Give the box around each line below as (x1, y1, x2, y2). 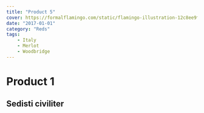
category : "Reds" (6, 26, 50, 32)
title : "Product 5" (6, 9, 56, 15)
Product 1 (6, 74, 55, 88)
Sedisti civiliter (6, 98, 64, 109)
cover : (6, 15, 23, 21)
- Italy (17, 37, 36, 43)
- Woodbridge (17, 49, 50, 55)
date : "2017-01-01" (6, 20, 56, 26)
